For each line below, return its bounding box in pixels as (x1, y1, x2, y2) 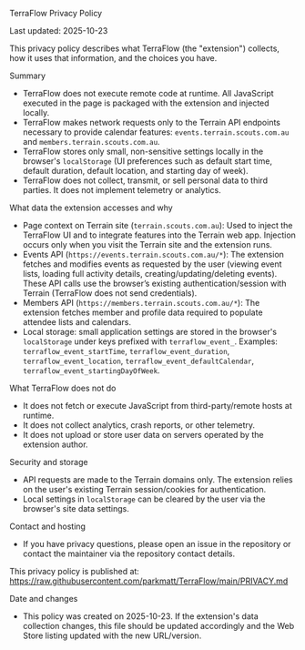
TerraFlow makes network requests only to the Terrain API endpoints (22, 117, 280, 127)
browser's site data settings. (22, 503, 129, 513)
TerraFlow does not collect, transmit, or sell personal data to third (22, 175, 269, 186)
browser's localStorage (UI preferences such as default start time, (22, 156, 273, 167)
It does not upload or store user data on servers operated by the (22, 430, 264, 440)
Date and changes (9, 594, 78, 604)
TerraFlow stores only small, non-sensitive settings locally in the (22, 146, 264, 157)
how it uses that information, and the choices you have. (9, 53, 218, 63)
